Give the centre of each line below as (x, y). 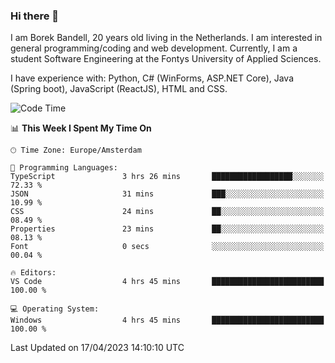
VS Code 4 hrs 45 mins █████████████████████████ (167, 282)
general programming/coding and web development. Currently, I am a (154, 48)
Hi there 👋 (35, 16)
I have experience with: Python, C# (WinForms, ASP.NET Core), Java (152, 78)
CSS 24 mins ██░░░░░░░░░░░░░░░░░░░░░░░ (167, 212)
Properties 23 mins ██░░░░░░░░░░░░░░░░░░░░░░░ (167, 229)
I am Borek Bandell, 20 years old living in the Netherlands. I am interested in (166, 38)
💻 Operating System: (55, 309)
